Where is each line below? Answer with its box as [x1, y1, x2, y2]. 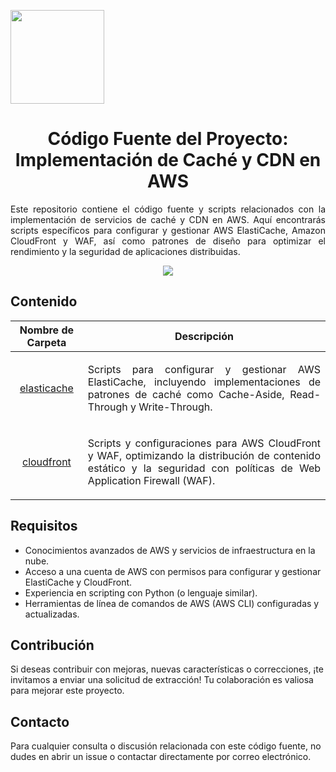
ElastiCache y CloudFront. [24, 576, 133, 588]
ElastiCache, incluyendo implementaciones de [87, 375, 321, 389]
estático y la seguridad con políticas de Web [87, 461, 321, 475]
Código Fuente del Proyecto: [47, 128, 289, 150]
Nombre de [19, 323, 75, 337]
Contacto [10, 713, 70, 730]
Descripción [174, 329, 234, 343]
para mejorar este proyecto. [10, 685, 125, 697]
